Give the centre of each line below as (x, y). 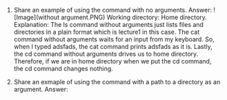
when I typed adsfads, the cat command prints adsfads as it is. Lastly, (113, 47)
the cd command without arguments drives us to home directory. (106, 54)
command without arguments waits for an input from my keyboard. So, (114, 39)
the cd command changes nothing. (63, 69)
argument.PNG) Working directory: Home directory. (134, 17)
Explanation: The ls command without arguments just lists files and (108, 24)
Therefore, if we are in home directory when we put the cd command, (112, 61)
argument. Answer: (41, 89)
